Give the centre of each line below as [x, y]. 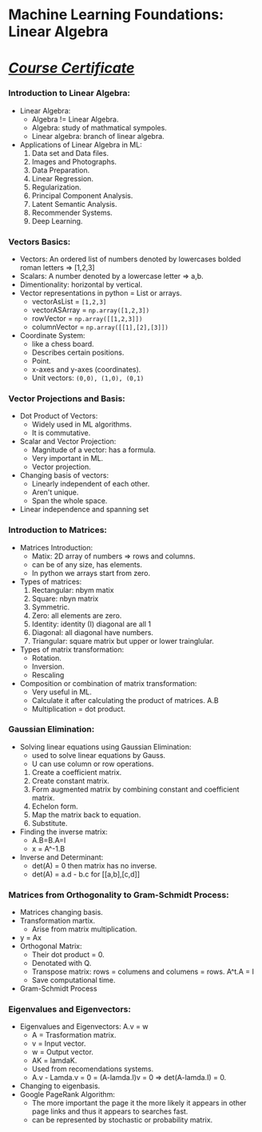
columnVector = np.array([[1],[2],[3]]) [100, 327]
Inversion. [48, 666]
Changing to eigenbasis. [60, 1086]
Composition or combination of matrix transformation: [108, 683]
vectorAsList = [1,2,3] [69, 301]
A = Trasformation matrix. [74, 1035]
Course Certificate [71, 68]
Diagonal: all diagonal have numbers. [93, 632]
